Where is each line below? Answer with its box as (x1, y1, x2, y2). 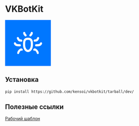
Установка (5, 76, 39, 84)
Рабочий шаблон (5, 116, 40, 122)
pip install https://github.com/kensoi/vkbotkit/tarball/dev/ (5, 89, 134, 94)
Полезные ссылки (5, 103, 64, 111)
